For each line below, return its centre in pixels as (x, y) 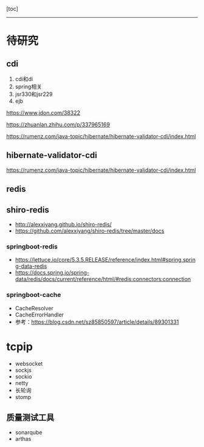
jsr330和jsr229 (34, 94)
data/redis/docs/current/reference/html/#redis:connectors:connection (103, 279)
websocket (29, 363)
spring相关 (29, 87)
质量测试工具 (30, 418)
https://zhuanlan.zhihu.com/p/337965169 (58, 125)
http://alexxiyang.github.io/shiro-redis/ (63, 225)
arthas (23, 439)
